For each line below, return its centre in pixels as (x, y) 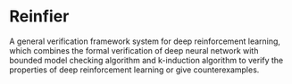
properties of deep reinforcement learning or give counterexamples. (134, 70)
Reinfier (39, 17)
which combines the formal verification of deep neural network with (134, 50)
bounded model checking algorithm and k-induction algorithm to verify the (146, 60)
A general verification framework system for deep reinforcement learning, (145, 41)
